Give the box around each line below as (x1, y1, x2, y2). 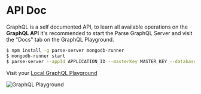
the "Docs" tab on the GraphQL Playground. (6, 36, 115, 43)
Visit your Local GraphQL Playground (6, 69, 98, 76)
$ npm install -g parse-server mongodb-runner (6, 47, 124, 54)
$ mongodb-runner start (6, 53, 66, 59)
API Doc (6, 4, 47, 17)
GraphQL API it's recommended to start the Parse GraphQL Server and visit (6, 29, 193, 36)
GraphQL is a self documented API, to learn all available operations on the (6, 23, 188, 30)
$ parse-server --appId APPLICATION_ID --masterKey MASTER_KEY (6, 58, 167, 64)
